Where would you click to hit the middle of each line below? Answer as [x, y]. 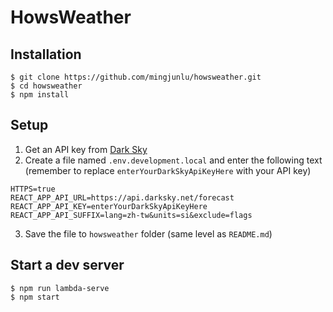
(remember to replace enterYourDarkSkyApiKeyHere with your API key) [168, 170]
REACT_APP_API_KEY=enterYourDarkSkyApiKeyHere [109, 206]
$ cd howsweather [46, 86]
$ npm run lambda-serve [60, 288]
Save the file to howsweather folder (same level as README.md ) [148, 233]
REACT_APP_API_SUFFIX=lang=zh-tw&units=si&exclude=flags [131, 215]
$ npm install [40, 95]
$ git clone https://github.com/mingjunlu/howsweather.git [136, 77]
